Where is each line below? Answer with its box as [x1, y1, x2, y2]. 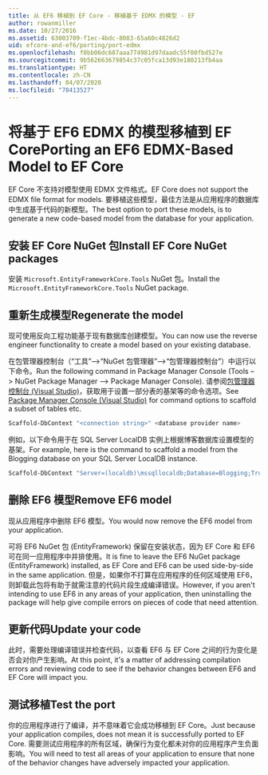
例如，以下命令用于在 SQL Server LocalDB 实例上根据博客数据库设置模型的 [8, 435, 254, 444]
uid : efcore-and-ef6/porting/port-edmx [8, 42, 141, 50]
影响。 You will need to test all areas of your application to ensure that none [8, 749, 255, 759]
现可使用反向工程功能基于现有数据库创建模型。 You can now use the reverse [8, 331, 258, 340]
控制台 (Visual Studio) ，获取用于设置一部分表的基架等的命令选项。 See [8, 386, 239, 395]
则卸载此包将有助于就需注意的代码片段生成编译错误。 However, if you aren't [8, 580, 255, 590]
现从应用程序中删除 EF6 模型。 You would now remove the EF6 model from [8, 516, 253, 526]
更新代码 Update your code [8, 622, 141, 636]
